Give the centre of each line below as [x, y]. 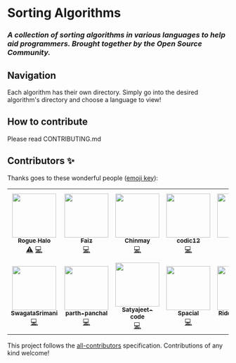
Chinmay [138, 241]
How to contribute [48, 122]
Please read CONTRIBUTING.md [54, 139]
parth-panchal [87, 313]
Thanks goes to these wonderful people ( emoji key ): [83, 178]
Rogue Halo [34, 241]
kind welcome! [28, 352]
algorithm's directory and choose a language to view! [84, 99]
